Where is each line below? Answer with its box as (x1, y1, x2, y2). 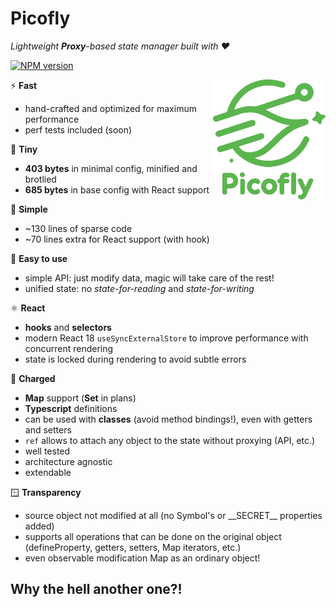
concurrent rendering (24, 342, 114, 354)
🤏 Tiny (10, 143, 38, 155)
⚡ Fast (10, 79, 38, 91)
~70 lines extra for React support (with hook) (24, 233, 210, 245)
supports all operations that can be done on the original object (24, 530, 282, 542)
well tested (24, 445, 71, 457)
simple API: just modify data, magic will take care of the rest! (24, 272, 275, 284)
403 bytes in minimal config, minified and (24, 162, 198, 174)
